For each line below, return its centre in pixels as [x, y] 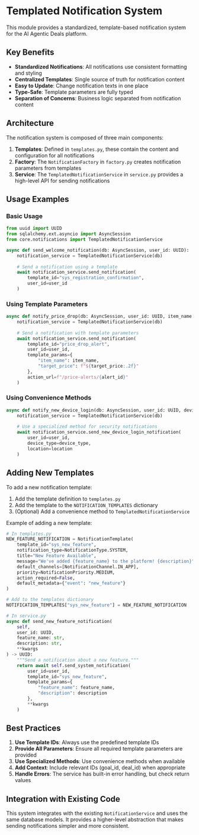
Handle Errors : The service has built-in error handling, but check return [102, 774]
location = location [50, 449]
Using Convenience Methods [49, 398]
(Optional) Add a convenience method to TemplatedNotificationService [102, 511]
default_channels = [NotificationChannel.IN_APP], [78, 567]
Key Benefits [30, 53]
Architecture [30, 123]
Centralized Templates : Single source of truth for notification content [99, 79]
